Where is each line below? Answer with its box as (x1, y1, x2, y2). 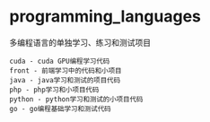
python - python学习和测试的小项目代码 (9, 94, 144, 104)
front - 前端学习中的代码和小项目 (9, 65, 122, 75)
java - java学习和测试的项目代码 (9, 75, 121, 84)
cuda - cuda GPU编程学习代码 (9, 57, 110, 65)
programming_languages (9, 6, 202, 27)
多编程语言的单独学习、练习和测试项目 (9, 37, 151, 48)
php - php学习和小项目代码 (9, 85, 100, 94)
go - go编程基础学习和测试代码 (9, 104, 111, 113)
